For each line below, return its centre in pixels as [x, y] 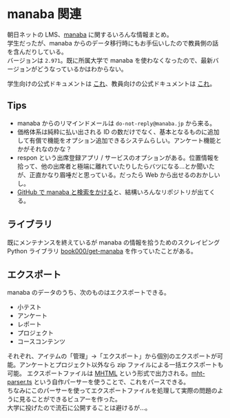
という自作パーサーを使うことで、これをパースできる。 [112, 382]
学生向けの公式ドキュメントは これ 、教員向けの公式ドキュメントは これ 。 [112, 83]
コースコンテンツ [41, 342]
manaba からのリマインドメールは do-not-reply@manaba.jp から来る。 [116, 123]
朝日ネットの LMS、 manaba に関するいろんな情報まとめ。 [90, 34]
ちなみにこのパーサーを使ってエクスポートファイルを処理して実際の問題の [112, 390]
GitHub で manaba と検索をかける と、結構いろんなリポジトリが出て [113, 192]
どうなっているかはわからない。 [82, 69]
